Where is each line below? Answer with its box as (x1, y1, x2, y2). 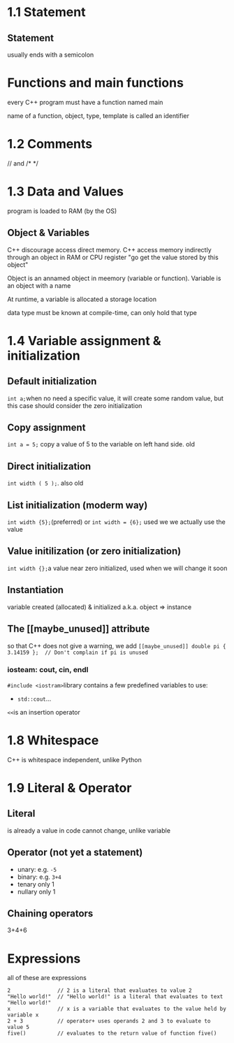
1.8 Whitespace (7, 732, 99, 748)
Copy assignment (7, 422, 86, 434)
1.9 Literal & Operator (7, 780, 132, 796)
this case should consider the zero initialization (7, 401, 142, 409)
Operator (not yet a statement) (7, 847, 143, 859)
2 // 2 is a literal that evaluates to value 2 (7, 987, 192, 994)
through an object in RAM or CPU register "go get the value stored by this (7, 253, 219, 261)
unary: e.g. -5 (17, 865, 57, 873)
